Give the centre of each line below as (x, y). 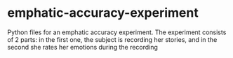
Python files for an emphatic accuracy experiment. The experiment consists (117, 32)
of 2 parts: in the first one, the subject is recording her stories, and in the (112, 39)
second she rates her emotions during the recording (82, 47)
